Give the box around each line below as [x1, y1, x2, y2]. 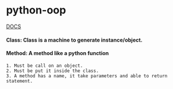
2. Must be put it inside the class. [6, 68, 99, 74]
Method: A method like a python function [6, 50, 109, 57]
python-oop [6, 4, 66, 17]
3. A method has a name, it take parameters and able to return [6, 73, 168, 79]
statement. [6, 78, 33, 84]
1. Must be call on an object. [6, 63, 83, 69]
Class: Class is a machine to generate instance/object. [6, 36, 143, 43]
